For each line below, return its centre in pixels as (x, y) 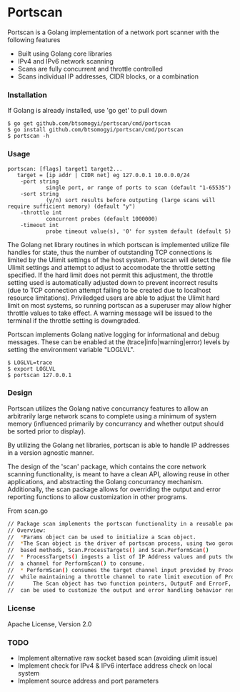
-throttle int (41, 212)
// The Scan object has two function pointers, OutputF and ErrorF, (120, 583)
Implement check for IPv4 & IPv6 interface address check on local (115, 666)
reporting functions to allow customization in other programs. (97, 496)
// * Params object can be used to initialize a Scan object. (102, 537)
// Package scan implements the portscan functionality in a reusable (115, 523)
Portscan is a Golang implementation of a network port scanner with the (113, 32)
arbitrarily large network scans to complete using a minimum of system (112, 416)
